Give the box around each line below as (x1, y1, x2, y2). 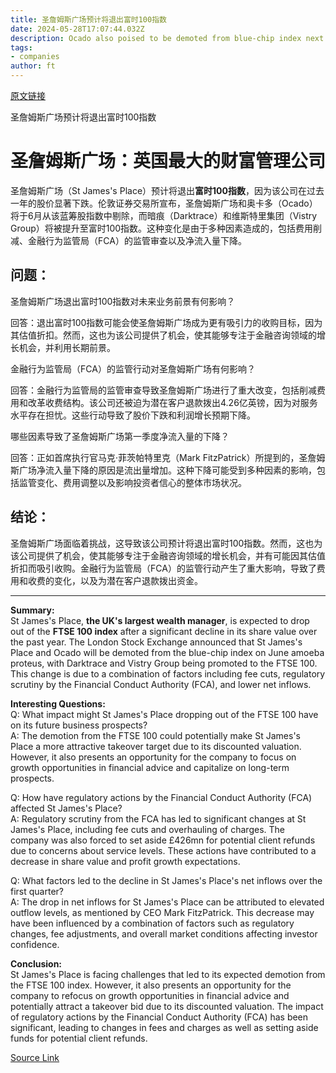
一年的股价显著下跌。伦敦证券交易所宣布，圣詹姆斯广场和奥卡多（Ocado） (10, 197, 318, 209)
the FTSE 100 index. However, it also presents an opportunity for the (10, 979, 292, 991)
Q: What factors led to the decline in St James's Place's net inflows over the (10, 874, 323, 886)
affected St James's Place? (10, 802, 123, 814)
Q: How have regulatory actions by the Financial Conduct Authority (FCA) (10, 791, 313, 803)
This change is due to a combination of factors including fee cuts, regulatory (10, 667, 326, 680)
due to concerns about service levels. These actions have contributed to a (10, 844, 317, 856)
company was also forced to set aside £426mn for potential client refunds (10, 834, 316, 846)
